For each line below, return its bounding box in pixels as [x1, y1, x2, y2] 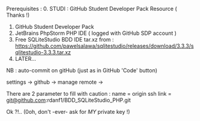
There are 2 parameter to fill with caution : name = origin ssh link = [6, 90, 172, 97]
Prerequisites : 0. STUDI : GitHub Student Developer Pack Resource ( [6, 5, 177, 12]
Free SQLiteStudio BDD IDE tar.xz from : [14, 36, 114, 43]
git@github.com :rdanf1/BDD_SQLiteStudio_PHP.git [6, 96, 131, 104]
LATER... [14, 55, 36, 62]
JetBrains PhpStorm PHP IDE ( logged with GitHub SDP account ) [14, 29, 177, 37]
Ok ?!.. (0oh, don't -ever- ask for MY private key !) [6, 108, 131, 115]
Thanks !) [6, 11, 30, 19]
